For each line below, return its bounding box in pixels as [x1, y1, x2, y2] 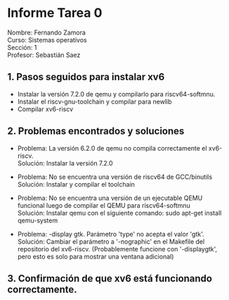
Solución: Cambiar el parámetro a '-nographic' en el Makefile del [17, 237, 205, 246]
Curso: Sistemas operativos [7, 35, 87, 44]
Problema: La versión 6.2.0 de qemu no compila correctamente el [17, 144, 207, 152]
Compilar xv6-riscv [17, 104, 74, 113]
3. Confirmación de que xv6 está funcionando [7, 273, 213, 285]
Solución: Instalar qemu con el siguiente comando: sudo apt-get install [17, 208, 222, 217]
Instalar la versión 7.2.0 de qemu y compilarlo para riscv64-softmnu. [17, 89, 216, 98]
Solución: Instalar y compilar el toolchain [17, 180, 136, 188]
